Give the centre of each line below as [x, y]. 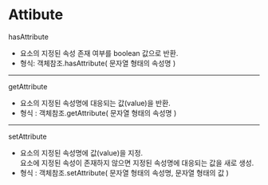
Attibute [36, 15]
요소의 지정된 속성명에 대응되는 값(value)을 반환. [95, 103]
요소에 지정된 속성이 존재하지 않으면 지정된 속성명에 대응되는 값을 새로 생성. [137, 163]
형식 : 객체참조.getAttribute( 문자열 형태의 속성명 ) [98, 112]
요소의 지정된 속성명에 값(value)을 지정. [81, 152]
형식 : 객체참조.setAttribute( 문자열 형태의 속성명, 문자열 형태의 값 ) [124, 172]
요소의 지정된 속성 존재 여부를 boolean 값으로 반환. [99, 53]
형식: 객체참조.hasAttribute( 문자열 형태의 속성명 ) [98, 63]
